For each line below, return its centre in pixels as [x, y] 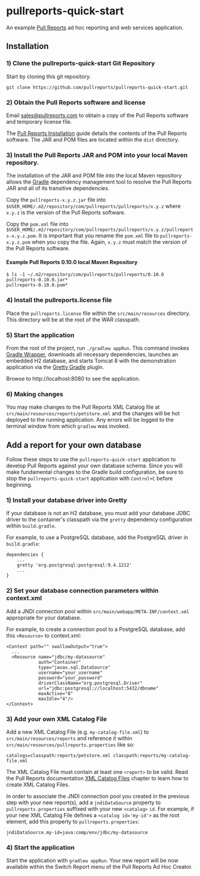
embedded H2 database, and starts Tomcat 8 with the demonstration [91, 361]
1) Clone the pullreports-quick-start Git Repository [81, 63]
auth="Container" [60, 662]
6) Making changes [35, 394]
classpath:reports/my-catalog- [152, 756]
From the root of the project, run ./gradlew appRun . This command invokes [98, 348]
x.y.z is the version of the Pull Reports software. [66, 213]
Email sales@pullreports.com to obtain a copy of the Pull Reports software [98, 115]
